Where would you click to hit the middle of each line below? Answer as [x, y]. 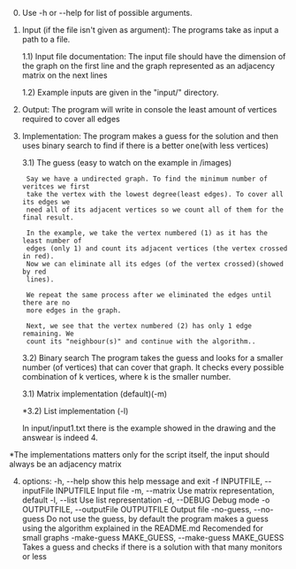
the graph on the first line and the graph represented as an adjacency [148, 66]
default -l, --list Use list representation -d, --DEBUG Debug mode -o [146, 500]
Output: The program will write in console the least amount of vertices [149, 109]
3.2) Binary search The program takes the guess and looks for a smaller [152, 358]
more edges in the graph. [74, 311]
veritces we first [56, 187]
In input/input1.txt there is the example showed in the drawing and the [149, 428]
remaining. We [48, 334]
